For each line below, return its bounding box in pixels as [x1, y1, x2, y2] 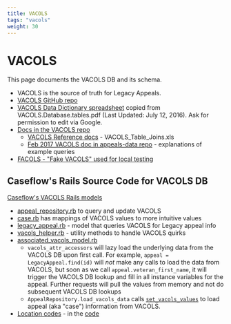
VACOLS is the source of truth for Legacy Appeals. [17, 89, 161, 97]
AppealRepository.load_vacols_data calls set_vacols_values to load [27, 295, 220, 303]
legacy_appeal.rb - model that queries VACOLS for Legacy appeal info [17, 222, 217, 230]
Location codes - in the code [17, 309, 100, 318]
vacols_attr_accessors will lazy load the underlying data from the [27, 243, 214, 252]
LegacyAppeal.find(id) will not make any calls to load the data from [27, 258, 219, 267]
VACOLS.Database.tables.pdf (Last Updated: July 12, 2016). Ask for [17, 111, 209, 120]
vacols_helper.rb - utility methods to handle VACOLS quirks [17, 229, 186, 237]
